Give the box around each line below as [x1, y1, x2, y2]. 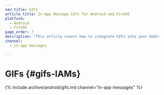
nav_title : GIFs [5, 7, 38, 12]
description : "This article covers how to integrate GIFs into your [5, 34, 147, 39]
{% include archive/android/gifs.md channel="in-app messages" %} [5, 84, 143, 90]
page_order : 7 [5, 30, 34, 34]
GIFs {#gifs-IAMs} [5, 68, 81, 79]
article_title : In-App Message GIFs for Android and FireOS [5, 12, 130, 16]
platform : [5, 16, 25, 21]
